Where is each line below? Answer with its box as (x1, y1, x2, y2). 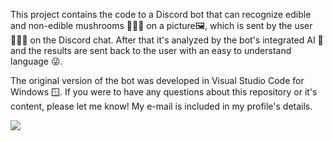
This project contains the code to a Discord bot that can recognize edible (10, 9, 312, 20)
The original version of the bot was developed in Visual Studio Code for (10, 75, 305, 86)
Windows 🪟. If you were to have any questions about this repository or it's (10, 86, 318, 98)
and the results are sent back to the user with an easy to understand (10, 45, 292, 56)
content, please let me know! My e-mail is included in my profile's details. (10, 100, 313, 112)
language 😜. (10, 55, 63, 67)
